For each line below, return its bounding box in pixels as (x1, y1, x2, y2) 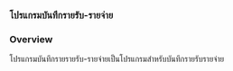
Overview (9, 32, 53, 45)
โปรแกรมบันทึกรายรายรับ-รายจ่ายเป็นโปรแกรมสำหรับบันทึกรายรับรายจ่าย (9, 54, 224, 65)
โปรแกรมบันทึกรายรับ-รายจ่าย (9, 9, 114, 22)
